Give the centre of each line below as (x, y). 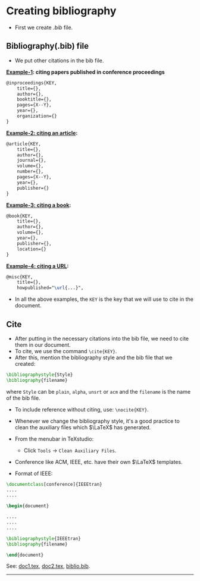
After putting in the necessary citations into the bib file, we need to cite (102, 338)
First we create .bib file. (44, 27)
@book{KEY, (20, 216)
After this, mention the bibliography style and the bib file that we (93, 357)
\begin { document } (28, 506)
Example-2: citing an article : (42, 133)
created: (25, 363)
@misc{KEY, (20, 277)
